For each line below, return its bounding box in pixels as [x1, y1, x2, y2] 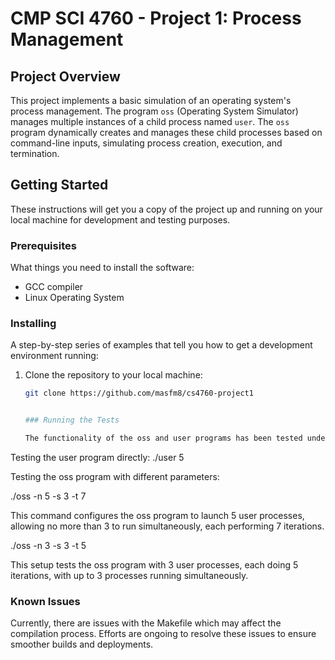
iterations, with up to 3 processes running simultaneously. [10, 570, 249, 582]
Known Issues [10, 594, 81, 608]
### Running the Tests [24, 415, 120, 426]
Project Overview [10, 68, 121, 85]
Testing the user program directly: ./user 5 [10, 452, 185, 464]
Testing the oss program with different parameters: [10, 471, 220, 483]
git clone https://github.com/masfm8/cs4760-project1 [24, 388, 254, 399]
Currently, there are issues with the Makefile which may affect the [10, 617, 282, 629]
